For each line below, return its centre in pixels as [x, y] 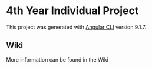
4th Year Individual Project [72, 11]
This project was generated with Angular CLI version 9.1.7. [76, 27]
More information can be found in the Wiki [57, 59]
